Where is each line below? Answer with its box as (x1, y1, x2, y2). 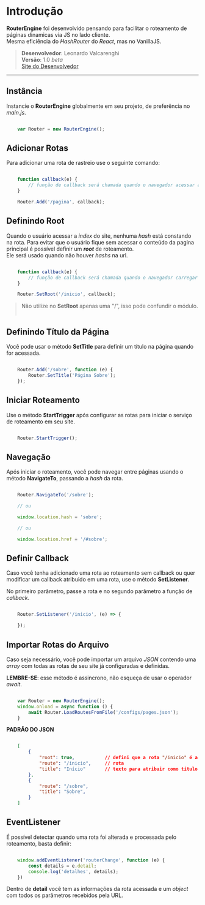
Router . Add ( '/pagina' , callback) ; (17, 199, 105, 205)
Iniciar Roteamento (6, 395, 81, 406)
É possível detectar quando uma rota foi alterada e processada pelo (6, 833, 177, 841)
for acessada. (6, 349, 41, 357)
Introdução (6, 4, 63, 18)
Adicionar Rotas (6, 143, 69, 154)
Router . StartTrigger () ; (17, 435, 78, 441)
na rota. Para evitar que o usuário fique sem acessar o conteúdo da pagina (6, 238, 194, 246)
